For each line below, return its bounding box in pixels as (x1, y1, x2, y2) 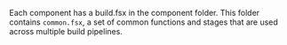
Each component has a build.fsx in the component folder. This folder (9, 8, 260, 18)
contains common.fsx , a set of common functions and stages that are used (9, 17, 278, 27)
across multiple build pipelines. (9, 26, 123, 36)
